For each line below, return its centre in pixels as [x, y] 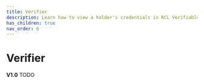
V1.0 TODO [21, 75]
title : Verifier [27, 12]
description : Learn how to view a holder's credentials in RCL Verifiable [103, 17]
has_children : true [31, 23]
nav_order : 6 [23, 29]
